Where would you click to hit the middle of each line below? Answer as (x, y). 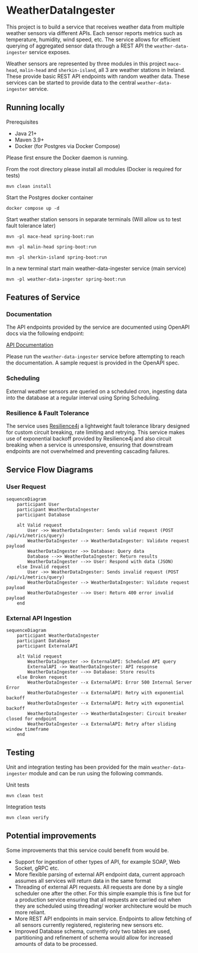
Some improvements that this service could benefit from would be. (87, 850)
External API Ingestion (39, 618)
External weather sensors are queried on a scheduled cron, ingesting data (97, 391)
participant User (38, 504)
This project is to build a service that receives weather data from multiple (95, 27)
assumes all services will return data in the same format (83, 880)
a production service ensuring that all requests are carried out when (98, 899)
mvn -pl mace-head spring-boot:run (50, 236)
